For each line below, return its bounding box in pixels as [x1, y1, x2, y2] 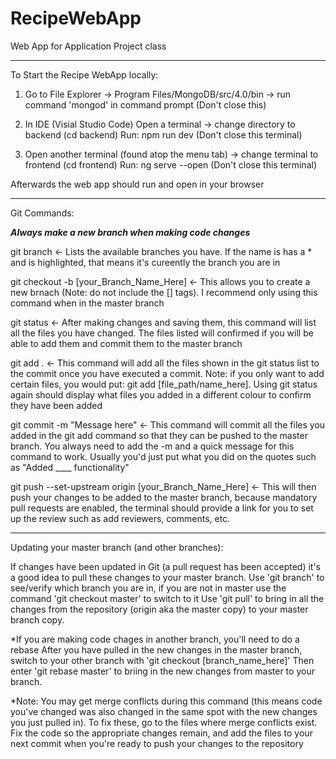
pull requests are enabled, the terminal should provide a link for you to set [10, 502, 314, 514]
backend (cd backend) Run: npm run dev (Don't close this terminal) [24, 128, 303, 141]
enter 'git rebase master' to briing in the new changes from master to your [10, 665, 315, 677]
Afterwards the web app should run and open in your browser [10, 178, 265, 190]
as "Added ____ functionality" [10, 461, 130, 473]
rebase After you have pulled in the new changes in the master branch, [10, 643, 303, 656]
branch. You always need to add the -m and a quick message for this [10, 440, 295, 452]
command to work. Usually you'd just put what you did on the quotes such [10, 450, 317, 462]
